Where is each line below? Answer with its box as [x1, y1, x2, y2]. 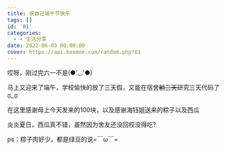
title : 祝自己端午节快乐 [7, 10, 71, 17]
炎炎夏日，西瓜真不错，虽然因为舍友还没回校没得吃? [7, 120, 157, 129]
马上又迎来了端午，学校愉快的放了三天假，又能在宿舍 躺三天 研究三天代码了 [7, 83, 220, 91]
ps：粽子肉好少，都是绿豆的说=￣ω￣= [7, 135, 119, 143]
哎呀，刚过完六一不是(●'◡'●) [7, 68, 93, 77]
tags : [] [7, 17, 33, 24]
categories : [7, 29, 42, 37]
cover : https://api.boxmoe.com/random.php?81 [7, 49, 141, 56]
